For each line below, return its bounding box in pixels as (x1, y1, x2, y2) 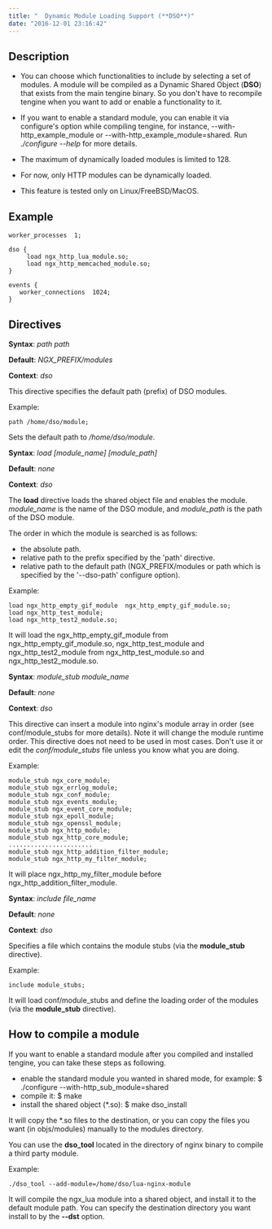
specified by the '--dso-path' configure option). (20, 570, 181, 580)
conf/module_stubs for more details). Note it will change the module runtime (8, 728, 264, 737)
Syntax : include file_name (8, 893, 96, 903)
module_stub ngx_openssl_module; (8, 819, 122, 827)
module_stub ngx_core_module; (8, 776, 112, 785)
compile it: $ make (20, 1091, 83, 1100)
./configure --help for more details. (20, 139, 138, 149)
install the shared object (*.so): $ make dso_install (20, 1100, 187, 1109)
